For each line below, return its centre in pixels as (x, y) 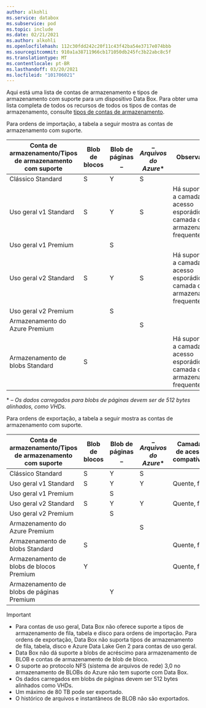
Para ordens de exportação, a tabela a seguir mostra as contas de (90, 419)
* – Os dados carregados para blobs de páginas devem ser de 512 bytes (98, 400)
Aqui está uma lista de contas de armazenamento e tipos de (82, 92)
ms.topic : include (30, 29)
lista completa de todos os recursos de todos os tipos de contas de (91, 106)
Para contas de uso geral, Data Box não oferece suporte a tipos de (99, 627)
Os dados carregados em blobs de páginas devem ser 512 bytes (97, 679)
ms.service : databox (33, 18)
